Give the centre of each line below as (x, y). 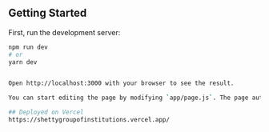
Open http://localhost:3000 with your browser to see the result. (121, 83)
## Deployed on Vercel (46, 112)
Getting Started (48, 13)
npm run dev (28, 47)
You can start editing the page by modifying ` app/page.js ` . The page (128, 98)
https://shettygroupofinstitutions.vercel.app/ (89, 120)
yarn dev (23, 62)
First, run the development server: (64, 32)
